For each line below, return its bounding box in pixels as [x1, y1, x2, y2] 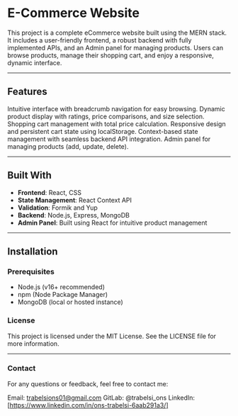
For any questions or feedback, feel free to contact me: [7, 379, 169, 388]
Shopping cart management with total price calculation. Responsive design [7, 119, 226, 128]
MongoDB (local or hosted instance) [17, 298, 124, 306]
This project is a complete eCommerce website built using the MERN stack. [7, 28, 227, 37]
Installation [7, 245, 58, 257]
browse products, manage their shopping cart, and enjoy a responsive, [7, 51, 214, 60]
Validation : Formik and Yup [17, 203, 98, 212]
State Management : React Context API [17, 196, 132, 204]
